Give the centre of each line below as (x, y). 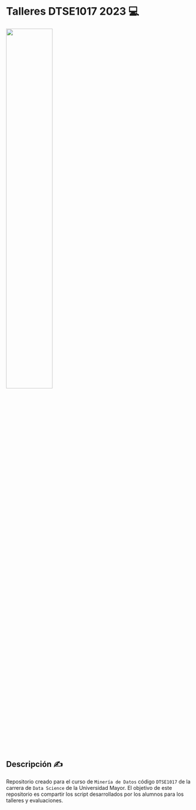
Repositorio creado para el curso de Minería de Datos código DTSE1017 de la (98, 781)
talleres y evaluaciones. (35, 800)
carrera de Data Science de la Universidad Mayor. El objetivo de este (89, 788)
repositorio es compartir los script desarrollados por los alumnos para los (95, 794)
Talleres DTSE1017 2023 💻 (73, 12)
